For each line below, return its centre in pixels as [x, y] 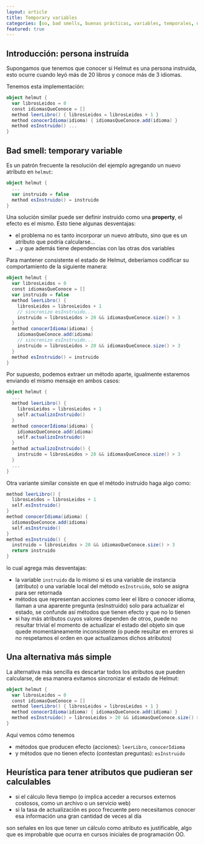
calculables [29, 782]
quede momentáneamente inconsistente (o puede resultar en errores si [104, 631]
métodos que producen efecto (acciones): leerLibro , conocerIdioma [100, 747]
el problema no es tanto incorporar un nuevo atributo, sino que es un [101, 236]
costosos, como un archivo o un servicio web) [73, 803]
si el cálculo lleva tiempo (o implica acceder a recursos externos [95, 797]
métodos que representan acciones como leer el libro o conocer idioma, [105, 599]
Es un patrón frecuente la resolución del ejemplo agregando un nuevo [93, 165]
